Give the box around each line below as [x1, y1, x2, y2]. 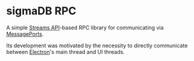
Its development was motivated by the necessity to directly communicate [6, 42, 188, 49]
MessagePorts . [6, 30, 44, 37]
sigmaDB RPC [6, 4, 77, 18]
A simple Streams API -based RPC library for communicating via [6, 24, 164, 31]
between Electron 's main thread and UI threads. [6, 48, 125, 55]
